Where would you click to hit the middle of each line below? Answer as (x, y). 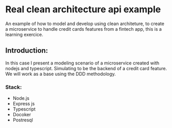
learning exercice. (24, 34)
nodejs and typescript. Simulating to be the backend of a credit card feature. (86, 68)
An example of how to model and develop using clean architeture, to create (85, 24)
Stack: (14, 87)
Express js (24, 104)
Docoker (22, 115)
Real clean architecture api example (83, 9)
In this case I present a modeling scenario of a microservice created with (82, 63)
